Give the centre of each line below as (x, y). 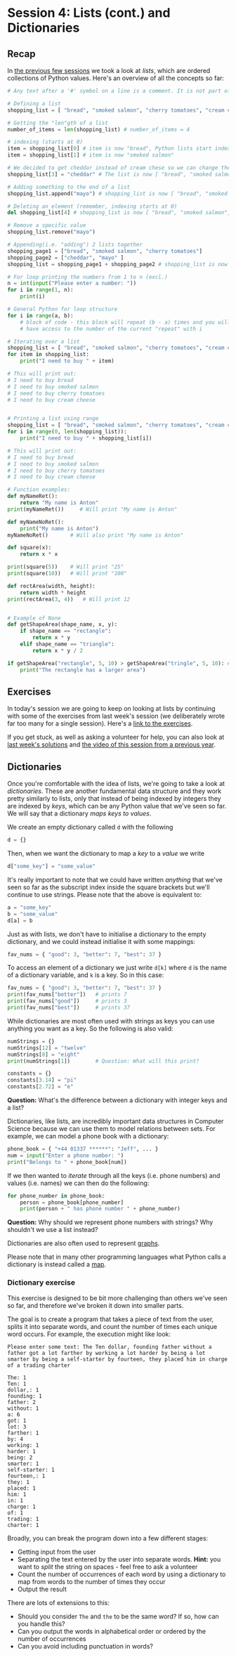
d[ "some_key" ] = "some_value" (52, 866)
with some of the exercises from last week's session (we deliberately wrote (116, 716)
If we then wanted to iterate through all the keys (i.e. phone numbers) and (114, 1175)
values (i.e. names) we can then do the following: (78, 1183)
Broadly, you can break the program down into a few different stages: (108, 1538)
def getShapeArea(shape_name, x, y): (63, 624)
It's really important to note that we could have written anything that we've (115, 879)
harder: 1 (22, 1451)
